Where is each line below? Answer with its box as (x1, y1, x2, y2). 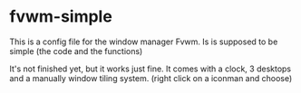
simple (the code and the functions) (9, 45, 143, 56)
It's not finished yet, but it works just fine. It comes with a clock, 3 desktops (9, 63, 292, 74)
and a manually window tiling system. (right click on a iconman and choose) (9, 72, 293, 83)
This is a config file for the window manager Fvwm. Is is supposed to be (9, 36, 278, 47)
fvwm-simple (9, 6, 113, 27)
